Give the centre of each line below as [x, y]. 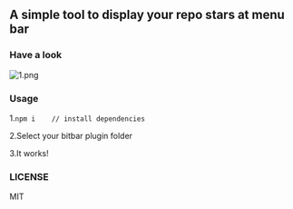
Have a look [35, 55]
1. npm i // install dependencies [77, 118]
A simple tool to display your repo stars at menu [147, 15]
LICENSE [29, 176]
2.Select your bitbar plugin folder [71, 135]
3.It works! [29, 153]
